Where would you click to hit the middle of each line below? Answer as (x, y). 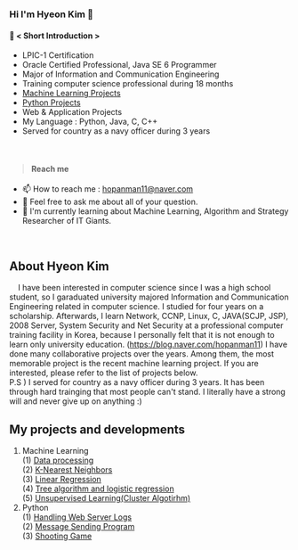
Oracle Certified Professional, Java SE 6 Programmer (119, 65)
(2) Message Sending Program (78, 526)
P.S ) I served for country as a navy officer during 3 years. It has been (137, 382)
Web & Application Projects (72, 112)
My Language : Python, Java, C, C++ (90, 122)
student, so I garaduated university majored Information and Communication (149, 297)
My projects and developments (97, 429)
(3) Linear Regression (62, 479)
